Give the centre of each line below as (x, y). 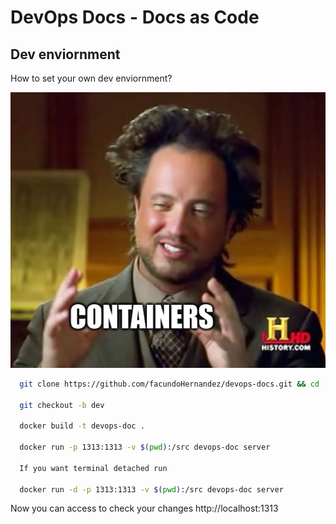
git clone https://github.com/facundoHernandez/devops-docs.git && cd (169, 384)
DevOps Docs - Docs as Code (135, 17)
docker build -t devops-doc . (82, 426)
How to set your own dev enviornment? (91, 78)
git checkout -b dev (62, 405)
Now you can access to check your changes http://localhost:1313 (144, 508)
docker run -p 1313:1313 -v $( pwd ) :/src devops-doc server (145, 447)
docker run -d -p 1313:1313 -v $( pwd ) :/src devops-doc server (151, 489)
